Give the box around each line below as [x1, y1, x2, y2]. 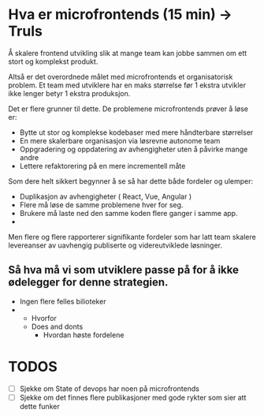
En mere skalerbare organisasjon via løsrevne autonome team [19, 136, 221, 145]
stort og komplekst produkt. [8, 57, 99, 66]
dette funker [19, 401, 61, 411]
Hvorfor [31, 313, 57, 322]
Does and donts [31, 322, 84, 331]
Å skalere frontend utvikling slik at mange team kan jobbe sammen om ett [8, 48, 247, 58]
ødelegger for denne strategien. [8, 276, 169, 289]
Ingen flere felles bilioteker [19, 296, 106, 306]
